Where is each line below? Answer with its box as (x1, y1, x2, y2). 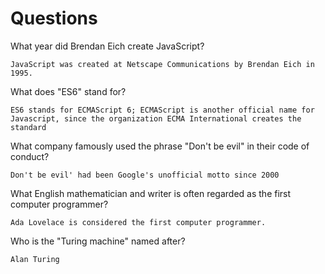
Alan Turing (10, 254, 60, 264)
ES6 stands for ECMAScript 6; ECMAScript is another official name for (10, 105, 315, 115)
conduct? (10, 150, 50, 162)
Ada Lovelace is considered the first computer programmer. (10, 217, 267, 227)
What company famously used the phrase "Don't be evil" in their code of (10, 140, 310, 152)
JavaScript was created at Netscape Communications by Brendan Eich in (10, 59, 315, 69)
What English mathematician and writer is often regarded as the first (10, 187, 292, 199)
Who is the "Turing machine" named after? (10, 235, 186, 247)
